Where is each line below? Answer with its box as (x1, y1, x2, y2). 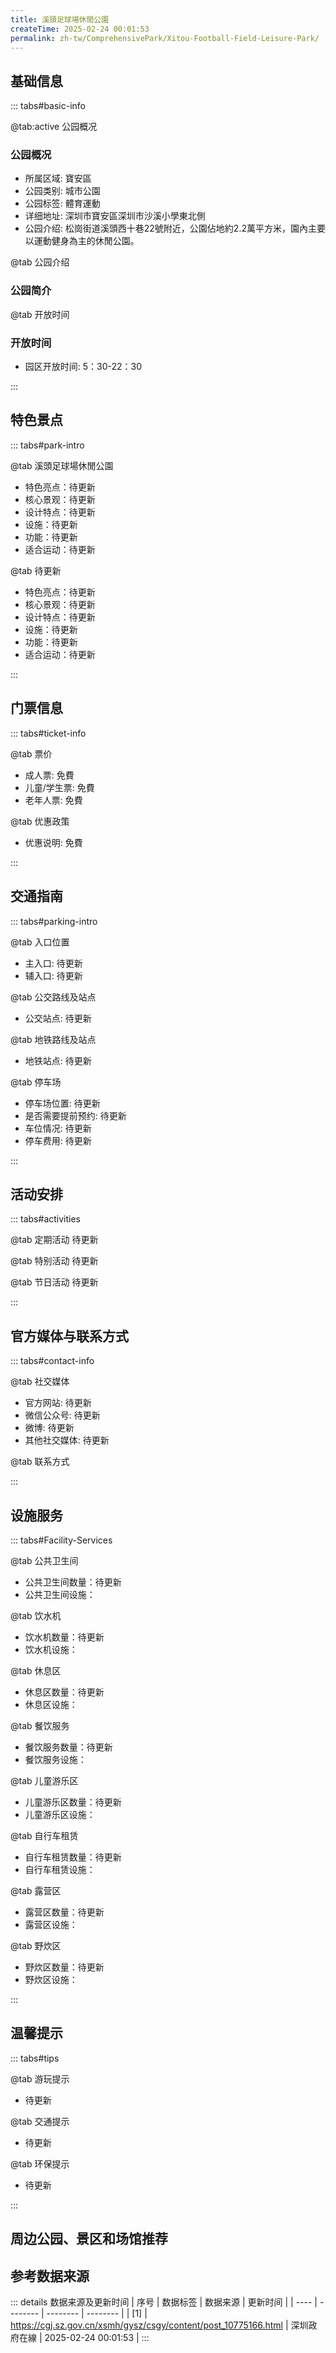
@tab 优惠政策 (10, 815, 70, 827)
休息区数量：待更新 (24, 1686, 105, 1698)
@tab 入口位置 (10, 936, 70, 948)
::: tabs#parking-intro (10, 915, 98, 927)
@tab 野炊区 (10, 1939, 62, 1951)
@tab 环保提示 (10, 2157, 70, 2170)
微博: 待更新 (24, 1422, 75, 1434)
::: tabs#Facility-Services (10, 1534, 113, 1546)
